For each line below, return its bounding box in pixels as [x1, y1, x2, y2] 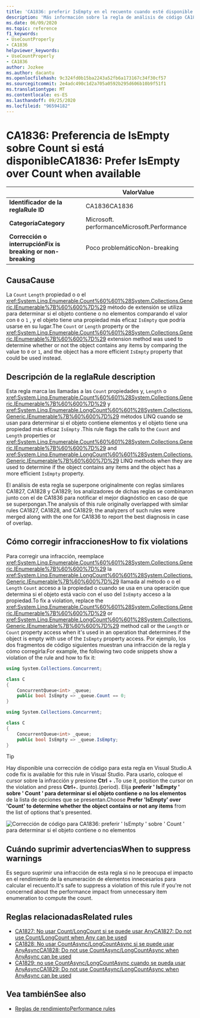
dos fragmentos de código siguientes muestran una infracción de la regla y [6, 641, 190, 648]
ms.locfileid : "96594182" [6, 103, 70, 109]
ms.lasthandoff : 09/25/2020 [6, 97, 76, 103]
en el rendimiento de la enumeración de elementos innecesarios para [6, 875, 176, 883]
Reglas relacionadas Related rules [6, 912, 133, 922]
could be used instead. [6, 354, 62, 361]
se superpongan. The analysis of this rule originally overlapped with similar [6, 500, 189, 508]
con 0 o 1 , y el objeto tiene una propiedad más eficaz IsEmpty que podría [6, 317, 186, 324]
